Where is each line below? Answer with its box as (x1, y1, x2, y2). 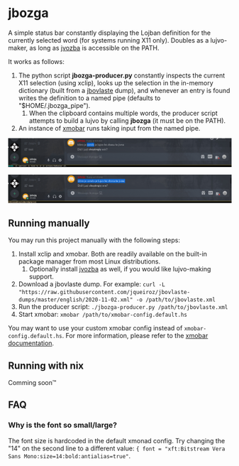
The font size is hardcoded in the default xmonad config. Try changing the (8, 436, 226, 445)
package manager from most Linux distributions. (18, 257, 161, 266)
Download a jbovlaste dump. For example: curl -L (18, 280, 165, 288)
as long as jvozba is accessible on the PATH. (29, 43, 160, 52)
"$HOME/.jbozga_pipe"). (18, 101, 91, 109)
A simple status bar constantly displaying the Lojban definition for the (8, 28, 211, 37)
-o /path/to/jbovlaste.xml (135, 296, 216, 303)
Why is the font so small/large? (8, 421, 118, 430)
